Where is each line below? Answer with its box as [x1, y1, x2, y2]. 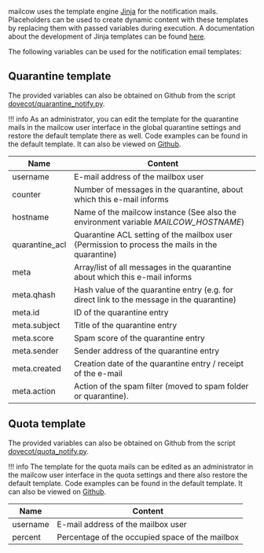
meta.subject [12, 319, 60, 330]
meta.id [12, 307, 40, 318]
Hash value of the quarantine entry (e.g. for [73, 284, 233, 295]
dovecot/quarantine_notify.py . [8, 98, 105, 109]
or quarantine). [73, 390, 129, 401]
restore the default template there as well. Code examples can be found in [8, 131, 248, 140]
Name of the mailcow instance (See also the [73, 206, 237, 217]
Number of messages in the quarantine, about [73, 184, 244, 195]
